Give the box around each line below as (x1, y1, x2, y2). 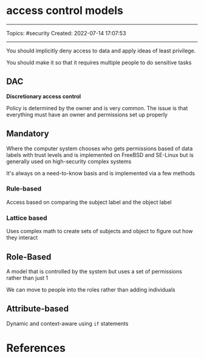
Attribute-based (6, 304, 69, 314)
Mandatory (6, 128, 50, 139)
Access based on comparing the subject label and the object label (6, 198, 172, 206)
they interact (6, 234, 38, 241)
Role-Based (6, 251, 52, 262)
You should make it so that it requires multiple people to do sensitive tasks (6, 58, 192, 66)
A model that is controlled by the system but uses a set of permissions (6, 267, 182, 275)
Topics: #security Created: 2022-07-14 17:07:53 (6, 29, 126, 37)
